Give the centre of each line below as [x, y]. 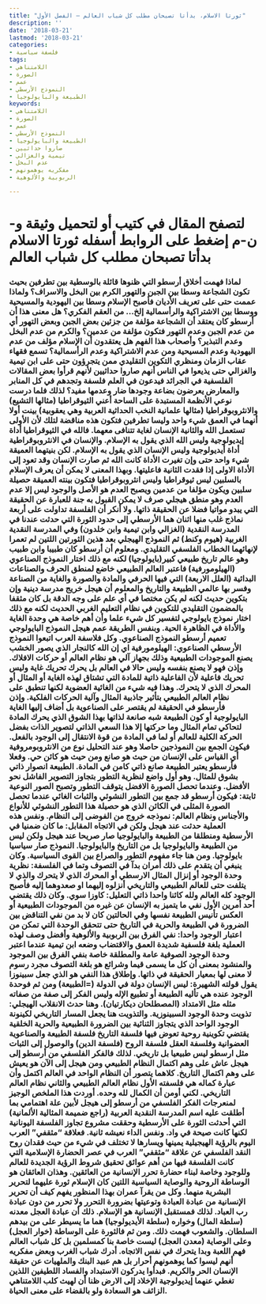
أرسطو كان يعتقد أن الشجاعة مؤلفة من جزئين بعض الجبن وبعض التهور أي [131, 321]
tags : [18, 60]
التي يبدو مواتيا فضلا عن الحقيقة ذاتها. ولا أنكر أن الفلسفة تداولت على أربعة [133, 509]
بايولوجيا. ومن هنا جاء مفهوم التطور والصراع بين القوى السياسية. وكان [126, 855]
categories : [28, 45]
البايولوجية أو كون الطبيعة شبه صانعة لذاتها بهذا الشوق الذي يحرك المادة [129, 717]
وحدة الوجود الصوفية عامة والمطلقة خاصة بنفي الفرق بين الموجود [119, 954]
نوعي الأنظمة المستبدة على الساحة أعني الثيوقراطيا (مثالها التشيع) [120, 400]
